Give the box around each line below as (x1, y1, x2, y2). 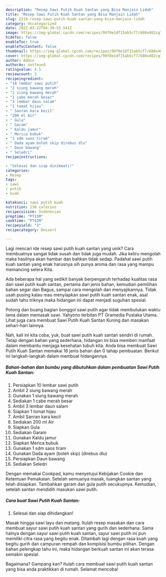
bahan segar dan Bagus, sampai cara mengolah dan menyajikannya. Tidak (5, 287, 157, 292)
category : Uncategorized (5, 21, 57, 26)
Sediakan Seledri (12, 461, 47, 467)
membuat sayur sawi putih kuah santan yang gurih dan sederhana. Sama (5, 525, 154, 531)
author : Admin (5, 58, 35, 63)
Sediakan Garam (12, 429, 47, 435)
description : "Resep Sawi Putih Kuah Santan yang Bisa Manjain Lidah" (5, 7, 154, 12)
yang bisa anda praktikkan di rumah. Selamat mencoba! (5, 566, 119, 572)
